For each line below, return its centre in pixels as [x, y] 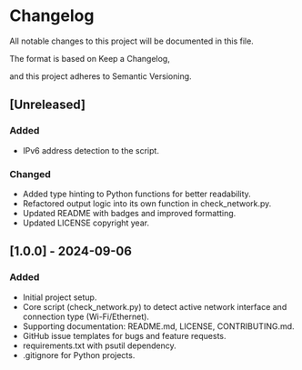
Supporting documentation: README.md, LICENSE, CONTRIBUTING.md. [158, 326]
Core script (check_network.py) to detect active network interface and [155, 306]
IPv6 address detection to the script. [91, 150]
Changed [30, 174]
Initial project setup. [60, 297]
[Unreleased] [48, 105]
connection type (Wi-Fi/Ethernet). [86, 316]
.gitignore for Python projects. [79, 355]
